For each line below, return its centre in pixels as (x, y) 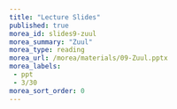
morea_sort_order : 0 (47, 91)
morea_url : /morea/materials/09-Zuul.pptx (88, 58)
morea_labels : (35, 67)
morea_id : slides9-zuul (53, 33)
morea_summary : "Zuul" (51, 42)
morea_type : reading (47, 50)
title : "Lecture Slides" (55, 17)
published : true (39, 25)
